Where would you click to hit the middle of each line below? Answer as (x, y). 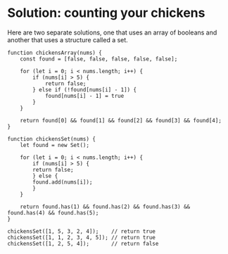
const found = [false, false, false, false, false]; (99, 59)
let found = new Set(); (55, 145)
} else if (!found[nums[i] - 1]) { (85, 89)
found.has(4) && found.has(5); (53, 212)
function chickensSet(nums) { (52, 139)
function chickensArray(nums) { (55, 53)
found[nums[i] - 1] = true (84, 96)
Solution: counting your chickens (106, 13)
